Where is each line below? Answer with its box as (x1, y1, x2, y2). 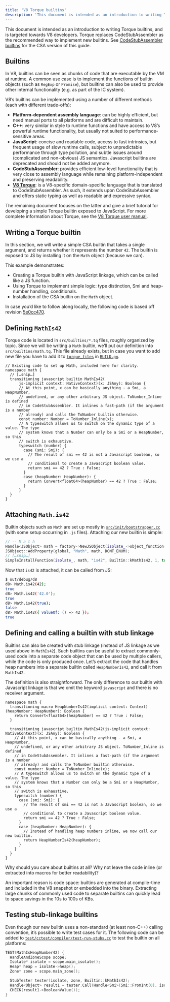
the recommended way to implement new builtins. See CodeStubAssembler (5, 37, 163, 43)
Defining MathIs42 (5, 324, 62, 332)
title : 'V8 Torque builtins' (5, 7, 67, 13)
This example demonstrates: (5, 262, 65, 268)
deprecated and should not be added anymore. (12, 161, 111, 167)
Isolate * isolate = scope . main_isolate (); (10, 959, 101, 964)
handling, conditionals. (30, 288, 77, 295)
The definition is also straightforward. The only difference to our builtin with (5, 679, 163, 685)
